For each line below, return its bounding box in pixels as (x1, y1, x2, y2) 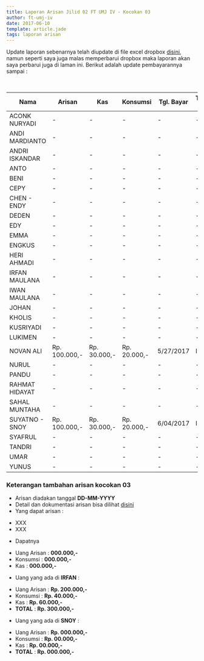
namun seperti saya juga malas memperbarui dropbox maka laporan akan (6, 55, 190, 62)
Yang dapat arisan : (15, 508, 64, 515)
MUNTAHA (9, 405, 41, 414)
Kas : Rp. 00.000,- (15, 642, 63, 649)
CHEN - (9, 194, 32, 203)
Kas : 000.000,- (15, 562, 56, 570)
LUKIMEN (9, 333, 38, 341)
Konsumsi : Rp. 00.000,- (15, 635, 78, 643)
